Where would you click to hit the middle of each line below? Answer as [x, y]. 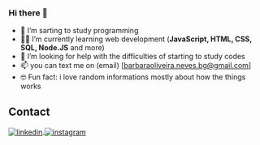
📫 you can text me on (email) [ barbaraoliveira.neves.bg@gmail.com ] [136, 66]
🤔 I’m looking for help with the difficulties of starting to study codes [132, 57]
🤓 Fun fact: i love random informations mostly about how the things [133, 77]
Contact [29, 111]
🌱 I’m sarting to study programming [79, 31]
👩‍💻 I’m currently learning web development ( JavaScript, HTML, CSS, [136, 39]
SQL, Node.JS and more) [63, 48]
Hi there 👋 [28, 13]
